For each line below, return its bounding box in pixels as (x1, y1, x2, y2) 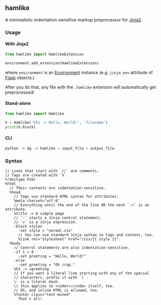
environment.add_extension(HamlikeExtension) (5, 60, 99, 65)
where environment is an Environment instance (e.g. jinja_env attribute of (5, 69, 153, 75)
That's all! (18, 296, 42, 301)
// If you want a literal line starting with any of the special (14, 270, 150, 276)
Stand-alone (5, 100, 31, 106)
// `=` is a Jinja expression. (14, 219, 78, 225)
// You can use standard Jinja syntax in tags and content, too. (18, 232, 154, 237)
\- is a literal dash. (14, 279, 60, 284)
